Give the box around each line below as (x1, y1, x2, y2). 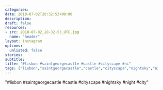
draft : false (5, 20, 32, 26)
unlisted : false (9, 48, 42, 53)
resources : (5, 25, 27, 30)
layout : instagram (5, 39, 42, 44)
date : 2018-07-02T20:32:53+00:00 (5, 12, 73, 17)
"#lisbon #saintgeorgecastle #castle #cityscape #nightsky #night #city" (5, 79, 149, 85)
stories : (5, 52, 23, 57)
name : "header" (9, 35, 40, 39)
